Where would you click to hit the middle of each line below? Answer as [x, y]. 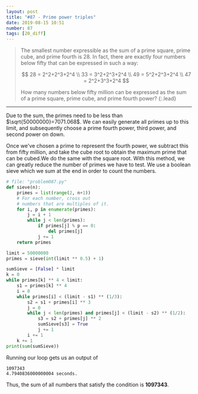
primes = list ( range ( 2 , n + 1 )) [54, 193]
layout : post [22, 12]
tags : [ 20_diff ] [26, 34]
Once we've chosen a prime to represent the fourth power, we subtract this [97, 146]
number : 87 [19, 28]
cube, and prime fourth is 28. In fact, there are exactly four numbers [103, 57]
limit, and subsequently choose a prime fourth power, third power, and [91, 128]
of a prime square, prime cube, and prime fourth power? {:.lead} [98, 99]
